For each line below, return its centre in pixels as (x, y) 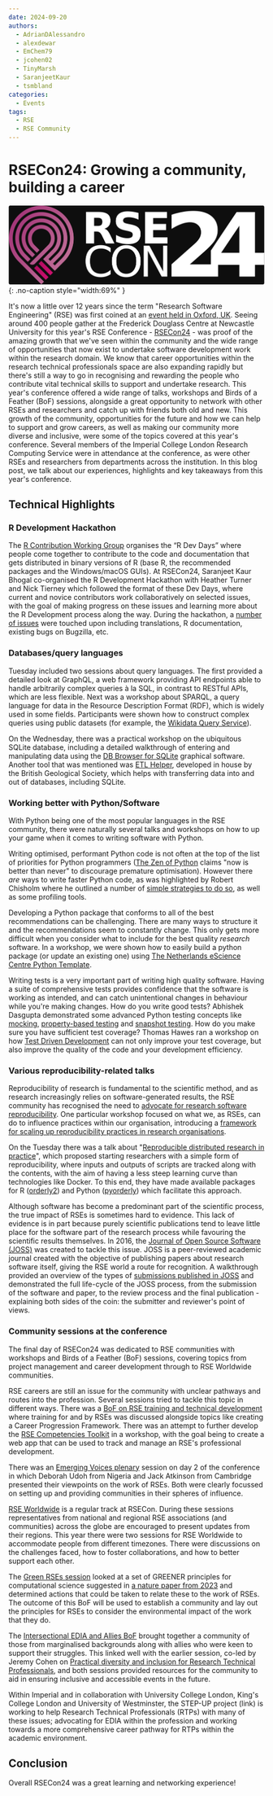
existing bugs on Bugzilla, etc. (58, 632)
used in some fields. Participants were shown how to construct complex (129, 714)
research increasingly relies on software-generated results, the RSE (122, 1097)
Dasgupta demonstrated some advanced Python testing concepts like (125, 1014)
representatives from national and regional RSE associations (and (118, 1518)
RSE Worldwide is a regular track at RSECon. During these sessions (121, 1509)
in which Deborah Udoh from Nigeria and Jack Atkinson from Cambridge (130, 1476)
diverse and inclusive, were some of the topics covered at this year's (123, 436)
